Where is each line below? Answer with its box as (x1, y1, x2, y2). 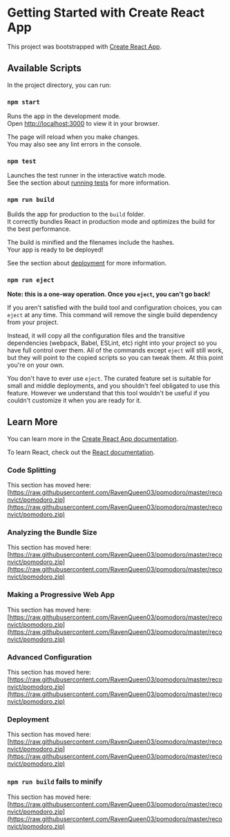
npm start (7, 98, 40, 106)
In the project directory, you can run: (7, 81, 111, 89)
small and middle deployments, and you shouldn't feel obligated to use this (7, 382, 220, 390)
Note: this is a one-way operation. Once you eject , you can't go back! (7, 290, 211, 298)
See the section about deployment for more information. (7, 258, 167, 267)
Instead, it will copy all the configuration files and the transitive (7, 331, 185, 339)
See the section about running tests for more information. (7, 178, 171, 187)
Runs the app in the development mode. (7, 112, 121, 120)
